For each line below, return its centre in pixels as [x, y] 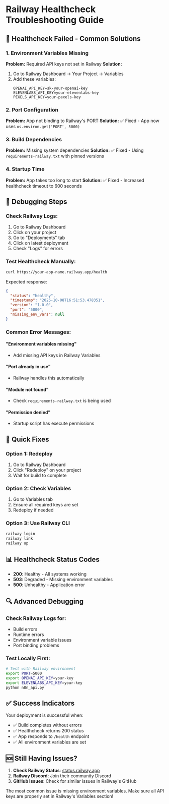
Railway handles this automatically [49, 378]
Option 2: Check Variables [38, 489]
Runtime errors [28, 635]
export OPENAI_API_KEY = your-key [39, 678]
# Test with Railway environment [41, 669]
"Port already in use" [28, 367]
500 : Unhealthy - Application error [49, 585]
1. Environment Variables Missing [47, 53]
